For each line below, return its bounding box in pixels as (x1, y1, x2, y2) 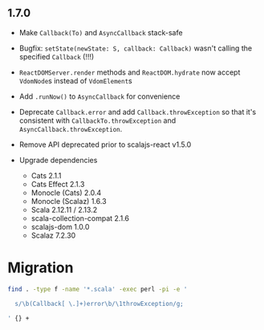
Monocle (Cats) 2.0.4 (30, 188, 102, 198)
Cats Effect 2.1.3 (30, 179, 85, 189)
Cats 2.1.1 (30, 170, 62, 180)
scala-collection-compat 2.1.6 (30, 213, 130, 223)
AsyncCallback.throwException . (18, 124, 123, 133)
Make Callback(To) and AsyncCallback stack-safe (18, 27, 183, 37)
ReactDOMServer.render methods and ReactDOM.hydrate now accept (18, 67, 241, 77)
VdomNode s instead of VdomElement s (18, 75, 133, 85)
